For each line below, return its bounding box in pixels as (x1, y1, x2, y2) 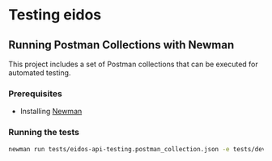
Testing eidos (8, 6, 102, 24)
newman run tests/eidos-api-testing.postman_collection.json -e (8, 145, 230, 153)
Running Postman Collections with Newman (8, 38, 235, 52)
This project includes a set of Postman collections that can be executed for (8, 59, 259, 69)
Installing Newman (19, 107, 83, 117)
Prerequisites (8, 87, 62, 99)
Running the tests (8, 127, 79, 138)
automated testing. (8, 68, 71, 78)
